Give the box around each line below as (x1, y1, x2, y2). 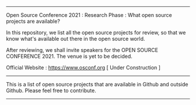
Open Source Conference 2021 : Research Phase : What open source (6, 12, 172, 18)
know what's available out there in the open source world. (6, 36, 145, 42)
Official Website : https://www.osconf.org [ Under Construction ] (6, 64, 161, 71)
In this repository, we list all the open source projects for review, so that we (6, 29, 186, 36)
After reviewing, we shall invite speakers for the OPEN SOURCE (6, 47, 159, 53)
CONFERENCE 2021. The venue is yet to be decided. (6, 53, 133, 60)
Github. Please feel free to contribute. (6, 87, 96, 94)
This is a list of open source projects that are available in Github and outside (6, 81, 188, 87)
